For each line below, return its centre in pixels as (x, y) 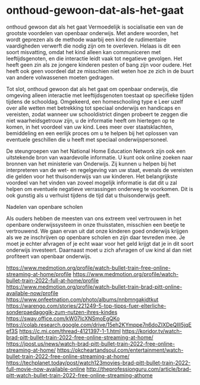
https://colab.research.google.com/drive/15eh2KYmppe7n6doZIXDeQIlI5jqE (99, 324)
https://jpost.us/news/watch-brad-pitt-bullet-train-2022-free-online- (91, 343)
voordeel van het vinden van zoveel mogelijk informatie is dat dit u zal (92, 183)
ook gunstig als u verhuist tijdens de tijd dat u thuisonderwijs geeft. (88, 195)
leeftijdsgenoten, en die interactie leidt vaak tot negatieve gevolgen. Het (94, 58)
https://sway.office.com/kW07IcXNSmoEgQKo (63, 318)
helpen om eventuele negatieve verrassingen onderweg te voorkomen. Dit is (100, 189)
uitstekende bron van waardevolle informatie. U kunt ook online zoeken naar (100, 157)
